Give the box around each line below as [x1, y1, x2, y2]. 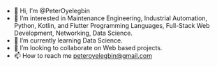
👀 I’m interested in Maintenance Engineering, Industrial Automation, [13, 14, 208, 22]
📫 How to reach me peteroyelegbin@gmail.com [13, 52, 152, 59]
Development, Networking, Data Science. [13, 29, 133, 37]
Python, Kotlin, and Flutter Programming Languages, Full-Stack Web [13, 22, 211, 29]
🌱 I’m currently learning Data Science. [13, 36, 124, 45]
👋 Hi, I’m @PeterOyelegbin [13, 7, 91, 15]
